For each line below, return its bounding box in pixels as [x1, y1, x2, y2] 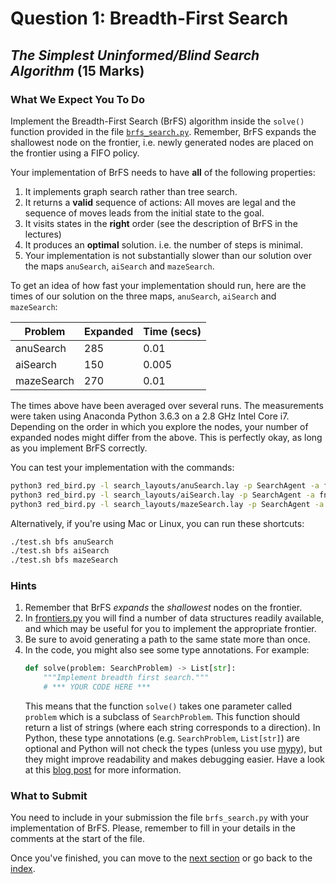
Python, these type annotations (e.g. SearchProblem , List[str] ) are [24, 732, 300, 744]
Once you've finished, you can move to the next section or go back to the [10, 852, 313, 864]
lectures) [24, 228, 62, 240]
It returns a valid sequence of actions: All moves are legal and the [24, 196, 297, 208]
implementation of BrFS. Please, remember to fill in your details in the [10, 822, 296, 834]
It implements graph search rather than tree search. [24, 185, 238, 197]
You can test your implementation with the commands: [10, 461, 235, 473]
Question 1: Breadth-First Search [10, 7, 289, 30]
